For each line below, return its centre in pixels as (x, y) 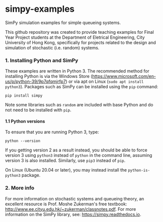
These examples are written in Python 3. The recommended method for (77, 71)
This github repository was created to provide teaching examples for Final (80, 32)
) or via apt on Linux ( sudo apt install (105, 81)
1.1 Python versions (25, 121)
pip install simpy (24, 96)
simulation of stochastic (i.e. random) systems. (52, 48)
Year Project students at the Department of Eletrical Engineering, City (75, 37)
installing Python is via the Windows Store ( (49, 76)
